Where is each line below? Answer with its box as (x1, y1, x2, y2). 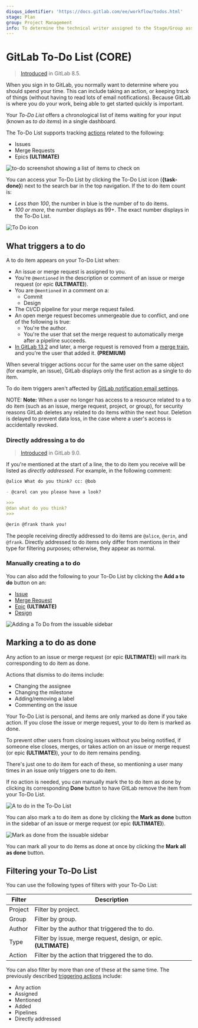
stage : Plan (6, 14, 35, 20)
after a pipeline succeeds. (23, 337, 87, 344)
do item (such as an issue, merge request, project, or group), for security (6, 403, 183, 410)
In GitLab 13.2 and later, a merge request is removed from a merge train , (14, 343, 190, 350)
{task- (161, 176, 178, 183)
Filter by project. (34, 905, 80, 914)
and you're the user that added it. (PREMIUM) (14, 350, 126, 357)
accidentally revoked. (6, 421, 58, 428)
